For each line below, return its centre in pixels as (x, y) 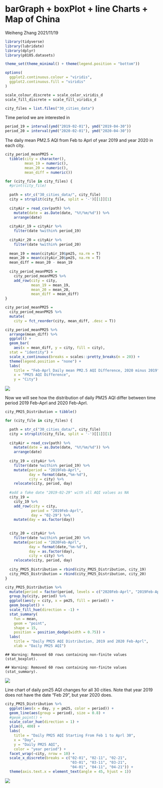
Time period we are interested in (38, 118)
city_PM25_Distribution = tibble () (41, 412)
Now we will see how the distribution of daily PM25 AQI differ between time (81, 398)
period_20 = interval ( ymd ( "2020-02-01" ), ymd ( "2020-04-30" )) (68, 131)
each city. (15, 146)
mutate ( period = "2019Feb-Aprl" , (48, 470)
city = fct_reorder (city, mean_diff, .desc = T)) (65, 321)
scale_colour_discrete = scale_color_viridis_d (54, 95)
